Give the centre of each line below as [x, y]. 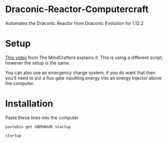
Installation [29, 104]
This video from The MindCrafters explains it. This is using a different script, [84, 57]
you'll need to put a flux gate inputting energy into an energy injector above [83, 78]
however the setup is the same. [38, 63]
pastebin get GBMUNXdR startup [38, 127]
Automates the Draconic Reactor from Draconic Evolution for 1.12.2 [74, 23]
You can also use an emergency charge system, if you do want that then [80, 73]
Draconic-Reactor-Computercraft [77, 9]
